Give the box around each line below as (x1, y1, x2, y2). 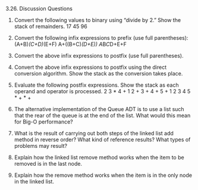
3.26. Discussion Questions (5, 5, 73, 12)
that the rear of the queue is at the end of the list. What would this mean (14, 112, 191, 119)
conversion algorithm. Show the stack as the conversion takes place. (14, 70, 183, 77)
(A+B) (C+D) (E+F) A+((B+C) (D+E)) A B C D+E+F (14, 41, 127, 47)
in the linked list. (14, 178, 55, 185)
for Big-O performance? (14, 118, 73, 125)
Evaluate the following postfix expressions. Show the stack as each (14, 81, 179, 88)
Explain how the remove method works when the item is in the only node (14, 172, 193, 179)
